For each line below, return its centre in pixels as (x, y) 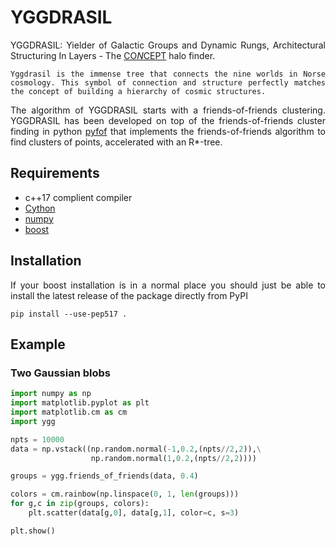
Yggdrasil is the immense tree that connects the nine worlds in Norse (168, 74)
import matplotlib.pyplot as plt (80, 403)
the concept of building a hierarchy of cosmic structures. (138, 91)
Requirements (55, 173)
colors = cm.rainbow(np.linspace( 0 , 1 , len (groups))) (125, 494)
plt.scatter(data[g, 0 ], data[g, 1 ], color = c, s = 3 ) (134, 513)
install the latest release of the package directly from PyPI (129, 295)
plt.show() (33, 531)
